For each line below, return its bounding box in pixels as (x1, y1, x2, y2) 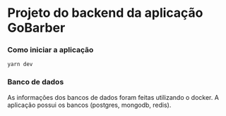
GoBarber (7, 20, 66, 36)
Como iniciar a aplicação (7, 45, 94, 55)
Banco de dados (7, 77, 64, 87)
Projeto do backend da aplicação (7, 5, 203, 21)
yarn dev (7, 61, 33, 68)
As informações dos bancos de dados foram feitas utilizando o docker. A (7, 93, 219, 101)
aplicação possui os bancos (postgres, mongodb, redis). (7, 101, 172, 109)
